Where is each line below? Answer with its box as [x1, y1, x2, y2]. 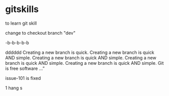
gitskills [5, 4, 39, 15]
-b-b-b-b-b [5, 39, 29, 46]
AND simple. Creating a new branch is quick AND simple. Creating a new [5, 54, 156, 61]
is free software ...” [5, 65, 45, 71]
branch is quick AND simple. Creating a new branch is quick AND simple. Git [5, 60, 164, 66]
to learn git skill [5, 20, 37, 26]
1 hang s [5, 84, 23, 91]
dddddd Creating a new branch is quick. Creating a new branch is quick [5, 49, 155, 55]
